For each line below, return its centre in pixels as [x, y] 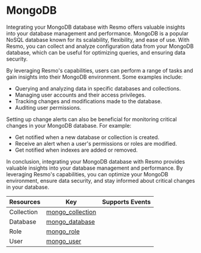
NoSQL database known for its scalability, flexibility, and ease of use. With [98, 40]
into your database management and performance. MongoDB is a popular [97, 33]
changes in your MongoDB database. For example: [69, 125]
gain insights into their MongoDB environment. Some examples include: [94, 77]
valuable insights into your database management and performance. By [94, 168]
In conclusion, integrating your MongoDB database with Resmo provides [96, 161]
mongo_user [64, 241]
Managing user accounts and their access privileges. [80, 95]
